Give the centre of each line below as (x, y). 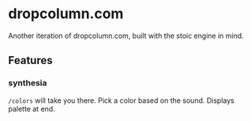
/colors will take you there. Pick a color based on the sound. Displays (121, 100)
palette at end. (32, 108)
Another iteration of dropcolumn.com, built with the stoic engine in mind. (126, 36)
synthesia (28, 83)
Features (30, 60)
